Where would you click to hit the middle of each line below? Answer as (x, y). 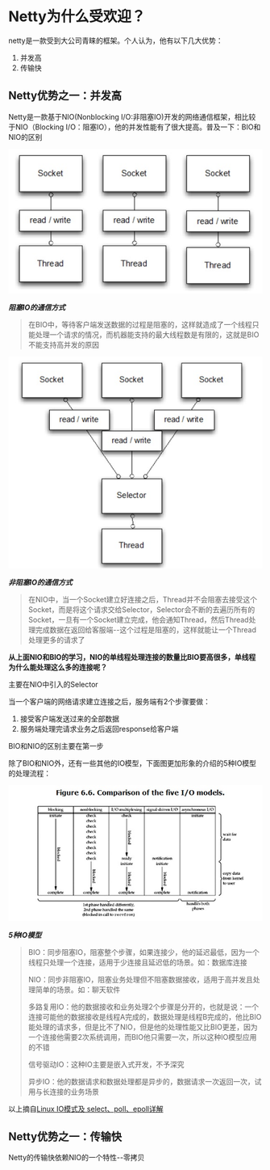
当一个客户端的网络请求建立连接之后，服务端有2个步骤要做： (110, 702)
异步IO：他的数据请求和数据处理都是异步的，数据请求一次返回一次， (141, 1081)
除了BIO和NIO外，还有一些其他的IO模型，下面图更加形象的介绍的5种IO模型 (132, 763)
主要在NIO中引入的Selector (53, 685)
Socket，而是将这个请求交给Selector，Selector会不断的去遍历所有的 (141, 610)
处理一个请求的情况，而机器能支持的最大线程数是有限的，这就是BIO (147, 334)
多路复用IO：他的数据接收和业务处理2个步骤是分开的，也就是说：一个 (143, 1007)
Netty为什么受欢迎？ (77, 17)
